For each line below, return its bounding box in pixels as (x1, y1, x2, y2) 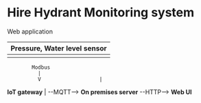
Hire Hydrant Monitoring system (7, 5, 195, 20)
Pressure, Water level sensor (10, 43, 107, 53)
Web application (7, 27, 54, 35)
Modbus (32, 63, 51, 71)
